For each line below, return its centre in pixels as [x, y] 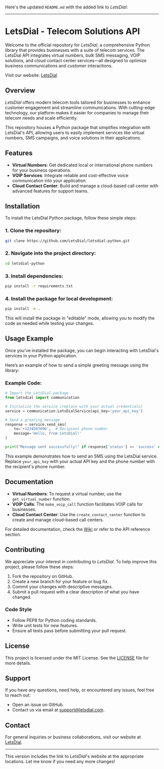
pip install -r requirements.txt [39, 286]
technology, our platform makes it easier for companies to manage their [77, 112]
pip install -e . [23, 309]
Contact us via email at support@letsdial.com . [58, 710]
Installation [22, 206]
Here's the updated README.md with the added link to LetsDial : [66, 7]
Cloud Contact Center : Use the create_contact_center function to [79, 514]
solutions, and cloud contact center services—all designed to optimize [76, 60]
